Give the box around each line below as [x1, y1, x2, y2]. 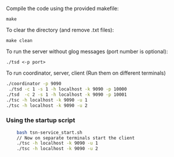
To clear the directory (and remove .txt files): [6, 26, 114, 33]
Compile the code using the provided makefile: [6, 5, 119, 12]
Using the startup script [6, 116, 76, 124]
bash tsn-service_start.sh [16, 130, 83, 135]
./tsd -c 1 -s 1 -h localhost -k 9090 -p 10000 [8, 86, 127, 92]
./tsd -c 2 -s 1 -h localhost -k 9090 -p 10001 [6, 92, 127, 97]
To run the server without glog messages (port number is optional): [6, 48, 168, 55]
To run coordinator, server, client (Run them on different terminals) [6, 69, 166, 76]
